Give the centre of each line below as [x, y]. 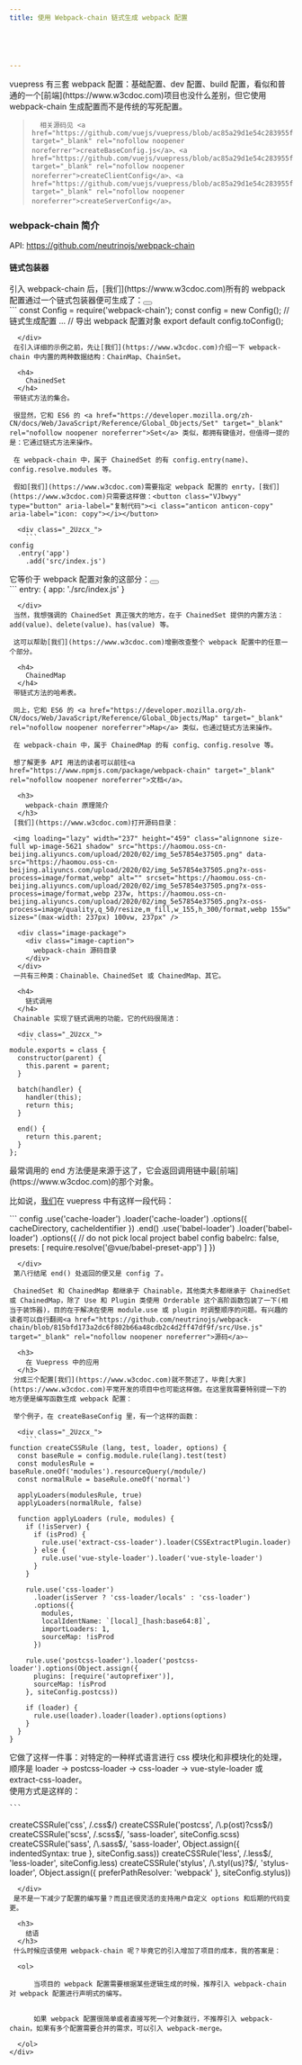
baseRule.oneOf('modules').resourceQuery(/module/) [108, 1472]
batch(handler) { [50, 1090]
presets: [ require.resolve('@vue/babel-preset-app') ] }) [112, 1248]
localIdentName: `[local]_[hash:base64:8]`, [126, 1621]
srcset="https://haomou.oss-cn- [207, 879]
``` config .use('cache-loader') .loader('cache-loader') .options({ [129, 1219]
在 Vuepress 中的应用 [62, 1363]
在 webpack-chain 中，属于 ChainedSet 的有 [91, 460]
